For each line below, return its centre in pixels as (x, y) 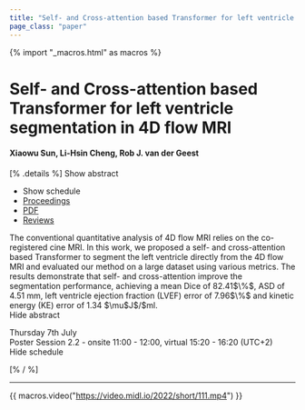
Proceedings (46, 200)
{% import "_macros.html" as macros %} (85, 52)
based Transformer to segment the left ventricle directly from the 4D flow (147, 256)
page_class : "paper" (49, 26)
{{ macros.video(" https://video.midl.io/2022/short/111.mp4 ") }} (126, 395)
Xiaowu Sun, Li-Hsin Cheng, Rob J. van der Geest (104, 153)
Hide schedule (36, 352)
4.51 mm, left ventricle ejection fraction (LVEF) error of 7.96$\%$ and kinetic (152, 295)
